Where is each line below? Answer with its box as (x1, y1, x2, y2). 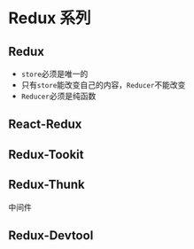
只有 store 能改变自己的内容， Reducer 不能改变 (20, 80, 186, 89)
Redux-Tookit (8, 147, 84, 162)
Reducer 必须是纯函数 (20, 90, 97, 101)
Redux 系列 (8, 8, 91, 28)
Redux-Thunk (8, 177, 85, 192)
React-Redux (8, 117, 82, 132)
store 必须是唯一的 (20, 68, 89, 79)
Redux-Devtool (8, 228, 94, 243)
